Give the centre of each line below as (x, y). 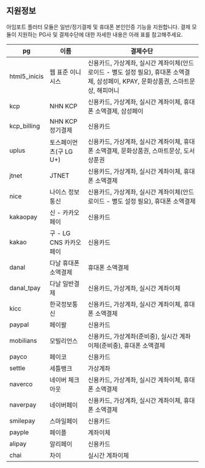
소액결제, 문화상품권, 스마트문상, (138, 150)
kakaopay (23, 217)
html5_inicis (27, 76)
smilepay (22, 420)
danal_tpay (25, 288)
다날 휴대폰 (65, 263)
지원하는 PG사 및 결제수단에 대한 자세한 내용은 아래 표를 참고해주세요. (100, 34)
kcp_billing (25, 126)
